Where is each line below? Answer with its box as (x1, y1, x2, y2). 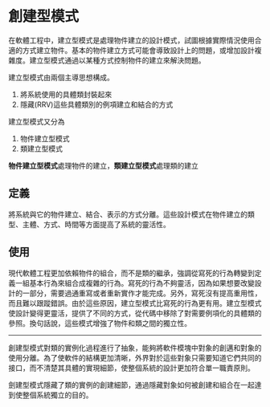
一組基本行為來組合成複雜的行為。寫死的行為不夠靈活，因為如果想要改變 (14, 278, 255, 287)
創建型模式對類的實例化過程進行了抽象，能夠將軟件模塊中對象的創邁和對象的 (8, 343, 262, 352)
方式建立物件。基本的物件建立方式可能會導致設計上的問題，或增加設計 (22, 45, 255, 55)
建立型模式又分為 (8, 116, 65, 126)
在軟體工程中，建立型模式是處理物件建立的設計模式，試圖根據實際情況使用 (8, 35, 255, 45)
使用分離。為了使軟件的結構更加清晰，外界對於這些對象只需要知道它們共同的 (8, 352, 262, 362)
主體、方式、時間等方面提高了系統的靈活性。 (22, 219, 170, 229)
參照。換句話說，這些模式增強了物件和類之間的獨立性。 (8, 318, 191, 328)
